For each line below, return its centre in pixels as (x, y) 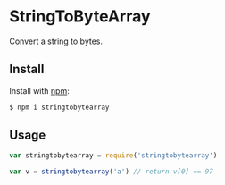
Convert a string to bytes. (56, 41)
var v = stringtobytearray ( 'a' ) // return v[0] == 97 (112, 172)
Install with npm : (39, 90)
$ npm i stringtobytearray (59, 107)
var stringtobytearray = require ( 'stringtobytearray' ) (113, 156)
